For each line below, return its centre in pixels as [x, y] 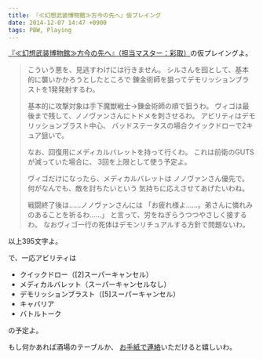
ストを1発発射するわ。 [63, 89]
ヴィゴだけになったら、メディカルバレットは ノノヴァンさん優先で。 [138, 179]
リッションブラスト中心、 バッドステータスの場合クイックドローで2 [137, 125]
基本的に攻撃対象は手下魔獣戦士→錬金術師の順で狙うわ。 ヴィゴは [135, 106]
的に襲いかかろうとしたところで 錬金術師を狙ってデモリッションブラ [138, 80]
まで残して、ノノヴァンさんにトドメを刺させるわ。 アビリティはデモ [145, 116]
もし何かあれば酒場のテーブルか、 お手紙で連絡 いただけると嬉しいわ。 [122, 347]
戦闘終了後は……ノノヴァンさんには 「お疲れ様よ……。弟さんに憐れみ [140, 205]
